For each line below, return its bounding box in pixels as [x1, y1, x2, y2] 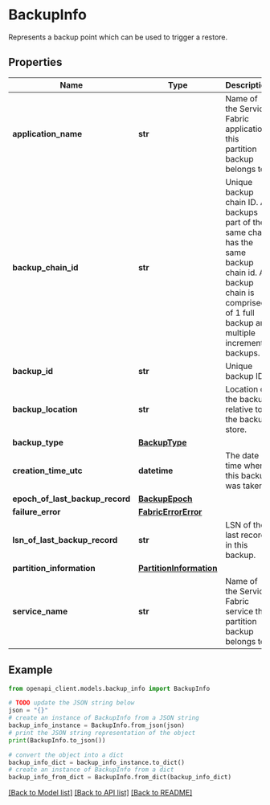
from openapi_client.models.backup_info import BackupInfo [8, 684, 211, 692]
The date [224, 450, 260, 461]
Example [8, 663, 53, 677]
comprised [224, 297, 267, 308]
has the [224, 236, 254, 248]
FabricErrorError [137, 506, 202, 517]
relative [224, 404, 253, 415]
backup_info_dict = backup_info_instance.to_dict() [8, 758, 185, 766]
